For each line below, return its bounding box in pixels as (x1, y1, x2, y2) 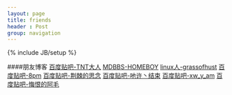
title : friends (7, 17, 52, 24)
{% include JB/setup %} (7, 49, 77, 57)
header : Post (7, 23, 49, 30)
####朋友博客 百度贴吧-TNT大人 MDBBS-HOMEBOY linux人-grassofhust (7, 63, 217, 71)
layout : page (7, 10, 45, 17)
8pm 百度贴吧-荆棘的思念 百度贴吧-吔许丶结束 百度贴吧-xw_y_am (28, 71, 215, 80)
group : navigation (7, 29, 61, 37)
